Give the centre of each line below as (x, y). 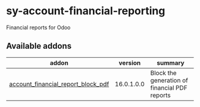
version (130, 62)
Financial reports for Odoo (38, 27)
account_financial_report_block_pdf (59, 84)
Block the (163, 73)
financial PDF (169, 87)
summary (171, 62)
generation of (169, 80)
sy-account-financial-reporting (86, 11)
